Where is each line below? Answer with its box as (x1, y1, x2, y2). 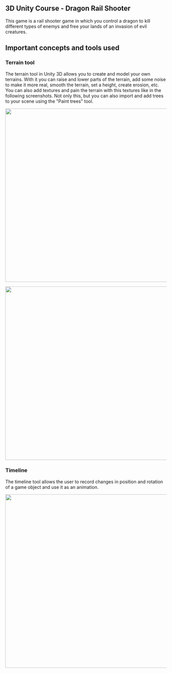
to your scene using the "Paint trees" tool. (5, 98, 94, 104)
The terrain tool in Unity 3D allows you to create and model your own (5, 70, 150, 77)
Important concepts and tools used (5, 44, 120, 52)
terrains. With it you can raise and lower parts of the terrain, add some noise (5, 76, 166, 82)
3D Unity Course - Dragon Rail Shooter (5, 4, 131, 13)
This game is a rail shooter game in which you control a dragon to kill (5, 17, 150, 24)
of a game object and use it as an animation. (5, 484, 99, 490)
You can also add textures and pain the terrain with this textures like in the (5, 87, 162, 93)
